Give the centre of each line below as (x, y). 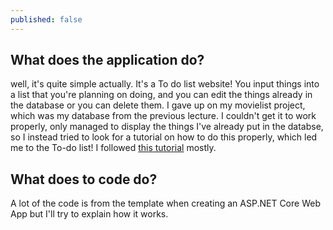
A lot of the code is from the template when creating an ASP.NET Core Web (165, 203)
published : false (46, 19)
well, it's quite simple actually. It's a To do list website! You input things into (165, 84)
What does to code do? (84, 179)
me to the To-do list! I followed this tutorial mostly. (113, 148)
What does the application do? (107, 60)
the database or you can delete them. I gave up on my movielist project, (158, 105)
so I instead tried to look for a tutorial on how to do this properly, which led (164, 137)
